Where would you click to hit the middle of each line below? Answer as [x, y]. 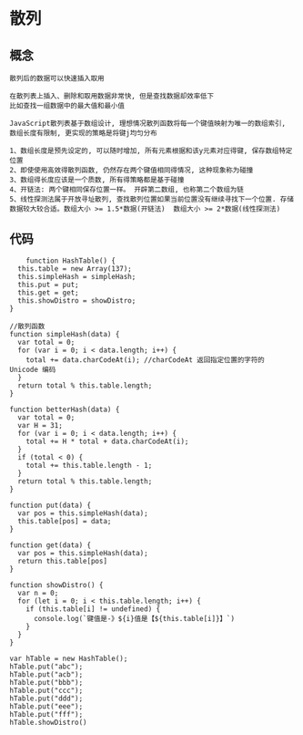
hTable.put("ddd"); [46, 699]
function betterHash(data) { [65, 409]
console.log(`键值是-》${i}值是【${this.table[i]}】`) [134, 618]
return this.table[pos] [62, 561]
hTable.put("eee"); [46, 706]
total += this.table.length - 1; [89, 465]
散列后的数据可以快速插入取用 [57, 78]
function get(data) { [50, 545]
